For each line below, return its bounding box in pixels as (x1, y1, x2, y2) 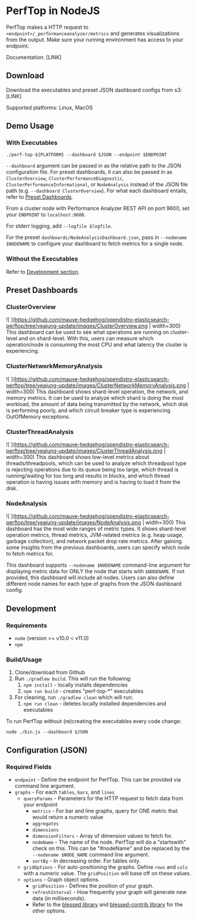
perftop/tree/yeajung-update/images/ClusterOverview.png (6, 322, 148, 330)
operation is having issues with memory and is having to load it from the (6, 479, 181, 486)
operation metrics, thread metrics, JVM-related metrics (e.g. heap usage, (6, 531, 184, 538)
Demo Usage (6, 121, 54, 131)
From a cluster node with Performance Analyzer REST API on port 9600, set (6, 205, 190, 212)
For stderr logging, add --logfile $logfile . (6, 222, 112, 230)
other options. (32, 907, 66, 914)
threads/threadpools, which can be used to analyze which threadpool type (6, 460, 187, 467)
